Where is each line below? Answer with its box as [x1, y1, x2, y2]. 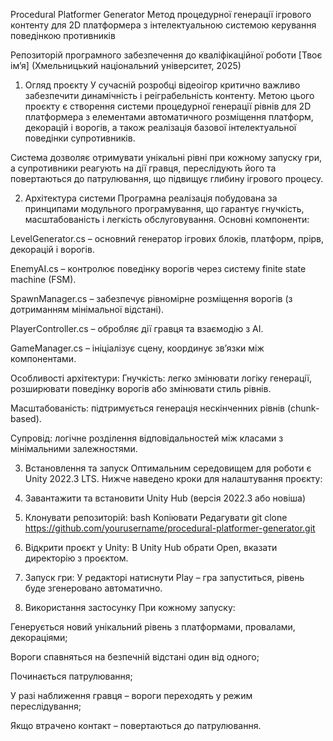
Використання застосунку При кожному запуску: [24, 602, 236, 613]
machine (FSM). [10, 274, 77, 285]
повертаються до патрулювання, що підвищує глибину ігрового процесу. [10, 173, 324, 184]
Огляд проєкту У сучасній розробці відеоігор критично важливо [24, 79, 301, 91]
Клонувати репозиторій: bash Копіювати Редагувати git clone [24, 512, 288, 523]
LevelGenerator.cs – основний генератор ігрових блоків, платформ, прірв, [10, 233, 325, 244]
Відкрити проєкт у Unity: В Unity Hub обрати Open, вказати [24, 542, 278, 553]
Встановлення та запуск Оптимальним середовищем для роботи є [24, 462, 312, 474]
